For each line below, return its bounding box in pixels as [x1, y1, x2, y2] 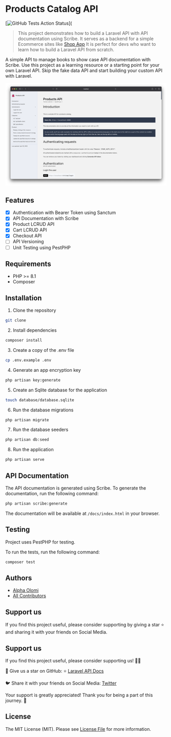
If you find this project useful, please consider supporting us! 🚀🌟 [5, 658, 141, 664]
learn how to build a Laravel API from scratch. [17, 46, 114, 52]
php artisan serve [5, 457, 45, 462]
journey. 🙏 [5, 697, 27, 704]
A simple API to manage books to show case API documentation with [5, 56, 151, 62]
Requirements [5, 260, 51, 268]
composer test [5, 559, 36, 565]
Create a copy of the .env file [12, 347, 74, 353]
